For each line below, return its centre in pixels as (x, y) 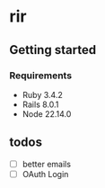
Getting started (53, 50)
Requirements (41, 76)
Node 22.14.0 (47, 113)
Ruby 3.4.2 (42, 94)
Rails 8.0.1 (40, 104)
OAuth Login (45, 174)
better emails (47, 164)
